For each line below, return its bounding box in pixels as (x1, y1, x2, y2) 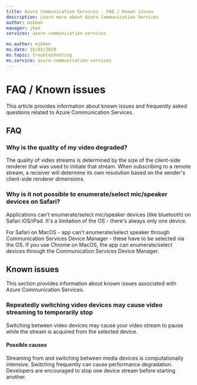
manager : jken (6, 25, 41, 31)
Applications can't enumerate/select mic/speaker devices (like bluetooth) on (6, 211, 191, 218)
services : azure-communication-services (6, 31, 107, 36)
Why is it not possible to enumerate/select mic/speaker (6, 190, 168, 198)
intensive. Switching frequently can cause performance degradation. (6, 360, 173, 368)
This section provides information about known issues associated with (6, 280, 176, 287)
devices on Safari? (6, 198, 61, 206)
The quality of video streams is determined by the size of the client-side (6, 157, 181, 164)
